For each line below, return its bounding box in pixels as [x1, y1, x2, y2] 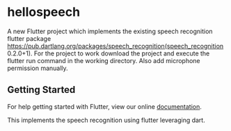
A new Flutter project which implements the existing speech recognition [7, 27, 214, 35]
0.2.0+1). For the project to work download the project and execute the [7, 49, 210, 58]
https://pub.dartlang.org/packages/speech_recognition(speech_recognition [7, 42, 224, 50]
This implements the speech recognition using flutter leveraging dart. [7, 116, 205, 124]
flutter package [7, 34, 51, 42]
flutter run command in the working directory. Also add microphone [7, 56, 200, 64]
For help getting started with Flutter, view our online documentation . [7, 102, 202, 111]
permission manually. [7, 64, 68, 72]
